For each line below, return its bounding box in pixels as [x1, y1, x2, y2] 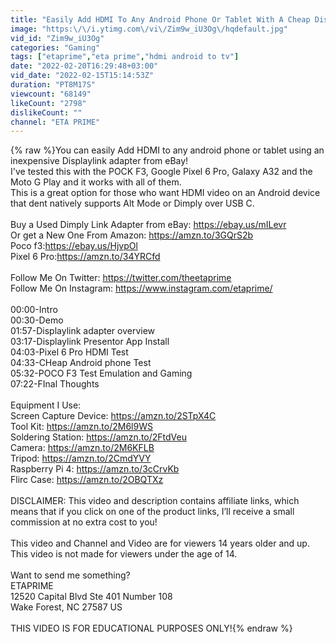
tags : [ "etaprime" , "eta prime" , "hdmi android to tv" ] [10, 52, 240, 62]
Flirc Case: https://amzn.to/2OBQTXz [10, 474, 164, 486]
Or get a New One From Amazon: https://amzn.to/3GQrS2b [10, 229, 254, 241]
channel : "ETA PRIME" [10, 117, 101, 127]
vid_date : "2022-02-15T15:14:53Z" [10, 71, 155, 81]
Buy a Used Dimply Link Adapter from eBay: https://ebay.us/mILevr [10, 219, 287, 231]
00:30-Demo [10, 314, 64, 326]
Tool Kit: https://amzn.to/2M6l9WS [10, 421, 153, 433]
